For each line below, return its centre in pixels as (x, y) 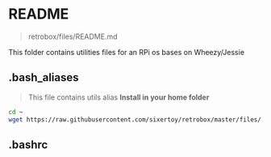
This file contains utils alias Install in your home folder (119, 97)
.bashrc (28, 144)
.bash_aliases (44, 78)
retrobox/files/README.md (73, 36)
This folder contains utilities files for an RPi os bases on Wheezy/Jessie (126, 52)
